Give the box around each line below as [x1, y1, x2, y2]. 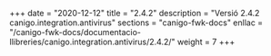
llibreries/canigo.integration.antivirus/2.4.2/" [9, 36, 176, 47]
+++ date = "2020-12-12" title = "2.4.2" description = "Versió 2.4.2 [9, 8, 260, 18]
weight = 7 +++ [176, 36, 236, 47]
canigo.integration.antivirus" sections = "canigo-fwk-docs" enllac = [9, 17, 264, 28]
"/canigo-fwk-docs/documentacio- [9, 27, 142, 37]
